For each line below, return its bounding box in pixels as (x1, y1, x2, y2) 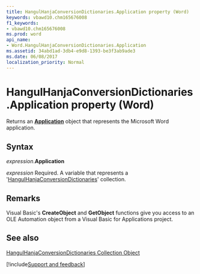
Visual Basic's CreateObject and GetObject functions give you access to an (6, 209, 195, 217)
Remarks (6, 193, 41, 204)
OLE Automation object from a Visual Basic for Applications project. (6, 216, 173, 223)
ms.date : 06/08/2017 (6, 54, 58, 60)
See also (6, 233, 39, 243)
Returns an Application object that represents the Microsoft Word (6, 118, 169, 125)
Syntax (6, 142, 34, 152)
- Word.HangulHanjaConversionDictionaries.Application (6, 43, 147, 49)
